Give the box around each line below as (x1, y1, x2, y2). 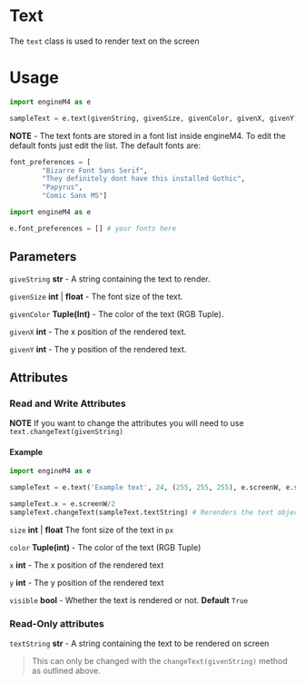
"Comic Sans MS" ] (42, 192, 107, 201)
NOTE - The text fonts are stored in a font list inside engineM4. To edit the (9, 130, 286, 141)
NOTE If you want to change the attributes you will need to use (9, 418, 244, 429)
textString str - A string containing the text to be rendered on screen (9, 638, 270, 649)
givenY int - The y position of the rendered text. (9, 343, 187, 354)
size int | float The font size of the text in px (9, 524, 174, 535)
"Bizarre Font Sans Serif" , (42, 165, 148, 175)
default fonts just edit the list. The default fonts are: (9, 140, 202, 151)
